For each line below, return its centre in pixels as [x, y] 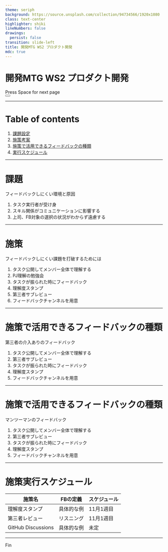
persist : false [25, 38]
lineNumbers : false [25, 29]
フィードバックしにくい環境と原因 [40, 194]
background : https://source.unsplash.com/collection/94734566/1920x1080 [82, 15]
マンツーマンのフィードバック [36, 420]
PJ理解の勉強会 [28, 275]
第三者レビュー [25, 518]
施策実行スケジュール [49, 482]
